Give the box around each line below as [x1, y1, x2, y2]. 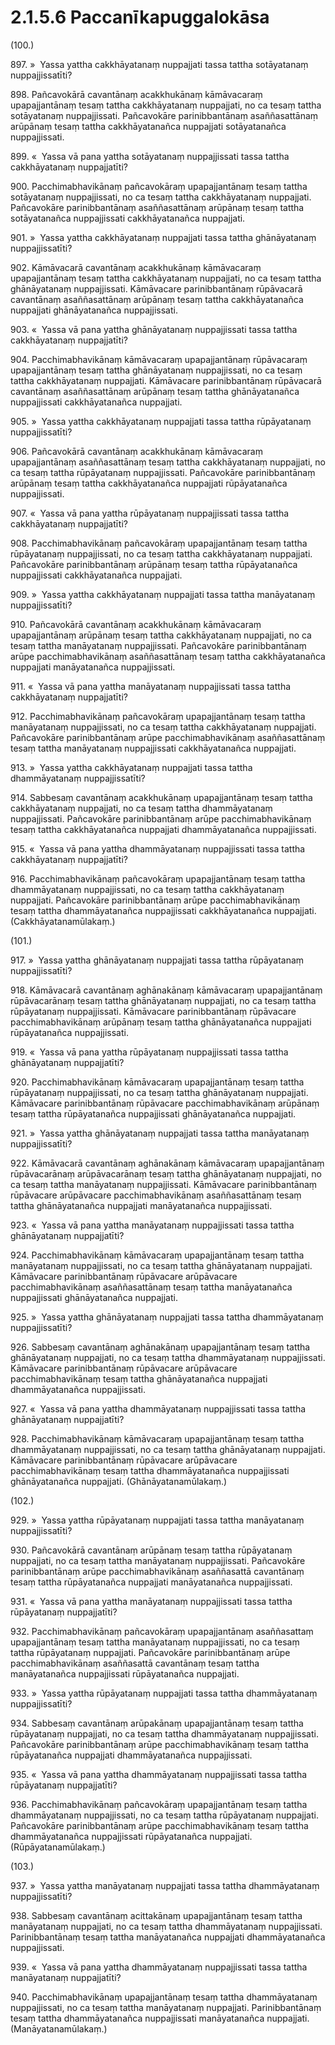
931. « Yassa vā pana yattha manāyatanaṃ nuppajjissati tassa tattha [10, 1595, 293, 1607]
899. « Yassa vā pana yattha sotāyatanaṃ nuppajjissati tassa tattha [10, 150, 290, 162]
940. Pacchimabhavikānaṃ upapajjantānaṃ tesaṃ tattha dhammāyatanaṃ [10, 1991, 318, 2003]
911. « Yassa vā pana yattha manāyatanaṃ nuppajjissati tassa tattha [10, 680, 292, 692]
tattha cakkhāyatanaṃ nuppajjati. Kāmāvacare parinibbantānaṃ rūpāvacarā [10, 374, 322, 386]
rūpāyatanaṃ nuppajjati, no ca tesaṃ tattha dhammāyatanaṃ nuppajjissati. [10, 1727, 319, 1740]
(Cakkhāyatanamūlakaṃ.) [10, 915, 116, 927]
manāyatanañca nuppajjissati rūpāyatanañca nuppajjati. [10, 1667, 240, 1680]
